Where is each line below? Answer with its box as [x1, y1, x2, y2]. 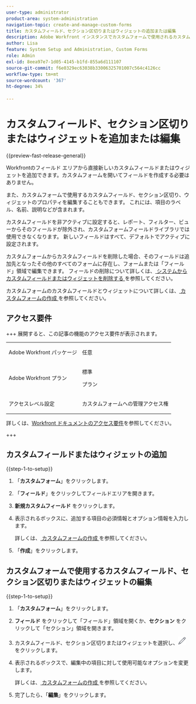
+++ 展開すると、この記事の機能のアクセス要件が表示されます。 [6, 330, 161, 337]
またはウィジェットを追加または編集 [6, 132, 181, 146]
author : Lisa [6, 40, 38, 46]
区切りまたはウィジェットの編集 [36, 577, 152, 587]
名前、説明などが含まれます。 [16, 206, 88, 213]
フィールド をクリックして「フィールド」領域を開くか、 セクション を [14, 617, 181, 624]
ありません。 [6, 179, 37, 186]
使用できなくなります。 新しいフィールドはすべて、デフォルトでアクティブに [6, 233, 190, 240]
